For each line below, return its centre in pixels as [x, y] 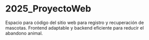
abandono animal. [24, 33]
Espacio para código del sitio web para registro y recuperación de [75, 22]
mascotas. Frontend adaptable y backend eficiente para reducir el [74, 27]
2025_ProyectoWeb [48, 9]
